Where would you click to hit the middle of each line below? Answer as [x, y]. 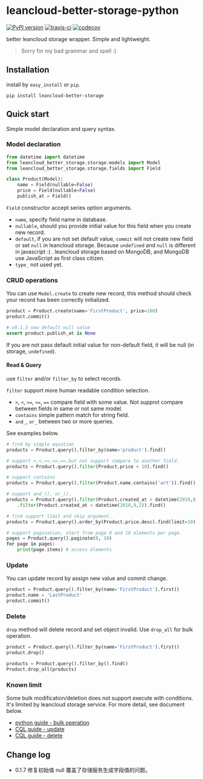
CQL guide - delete [39, 736]
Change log [28, 754]
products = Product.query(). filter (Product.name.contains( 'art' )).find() [101, 483]
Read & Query [24, 365]
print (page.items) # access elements [65, 550]
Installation [28, 70]
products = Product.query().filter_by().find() [67, 664]
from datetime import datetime [46, 157]
